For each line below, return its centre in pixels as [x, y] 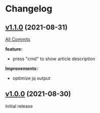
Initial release [19, 106]
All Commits [18, 39]
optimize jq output [31, 78]
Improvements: [22, 69]
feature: [14, 49]
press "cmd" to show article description [54, 59]
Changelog [29, 9]
